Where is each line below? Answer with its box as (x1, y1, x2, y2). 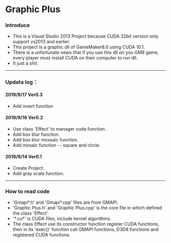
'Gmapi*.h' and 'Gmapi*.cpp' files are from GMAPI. (12, 199, 119, 205)
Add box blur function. (12, 131, 60, 137)
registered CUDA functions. (12, 232, 71, 238)
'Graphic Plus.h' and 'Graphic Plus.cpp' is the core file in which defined (12, 205, 162, 211)
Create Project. (12, 165, 45, 171)
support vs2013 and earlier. (12, 39, 70, 45)
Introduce (5, 22, 30, 29)
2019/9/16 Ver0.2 (5, 114, 43, 120)
